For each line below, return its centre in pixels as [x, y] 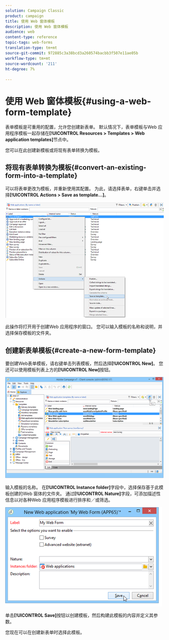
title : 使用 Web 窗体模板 [30, 21]
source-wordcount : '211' [31, 64]
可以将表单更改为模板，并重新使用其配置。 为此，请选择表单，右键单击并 [81, 188]
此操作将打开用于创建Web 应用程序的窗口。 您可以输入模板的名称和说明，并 [84, 327]
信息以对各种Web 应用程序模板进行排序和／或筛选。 [59, 500]
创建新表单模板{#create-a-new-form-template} [81, 350]
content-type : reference [31, 37]
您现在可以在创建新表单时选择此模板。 [45, 632]
